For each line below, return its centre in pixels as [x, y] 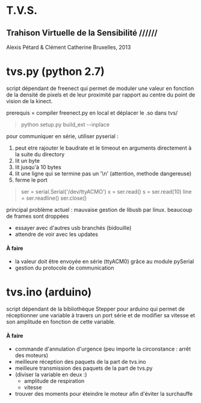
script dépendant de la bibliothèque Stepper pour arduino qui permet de [96, 309]
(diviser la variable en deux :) [51, 375]
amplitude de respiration [54, 381]
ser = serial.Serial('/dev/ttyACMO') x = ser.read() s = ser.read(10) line [106, 191]
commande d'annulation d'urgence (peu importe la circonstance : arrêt [103, 349]
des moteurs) [32, 355]
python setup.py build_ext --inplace [65, 124]
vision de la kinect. [29, 101]
